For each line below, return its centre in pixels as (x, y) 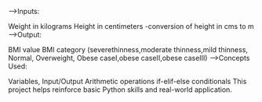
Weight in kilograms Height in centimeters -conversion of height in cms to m (131, 26)
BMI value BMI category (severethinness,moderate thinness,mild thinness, (128, 49)
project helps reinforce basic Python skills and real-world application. (120, 90)
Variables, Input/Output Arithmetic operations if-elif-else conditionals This (127, 81)
